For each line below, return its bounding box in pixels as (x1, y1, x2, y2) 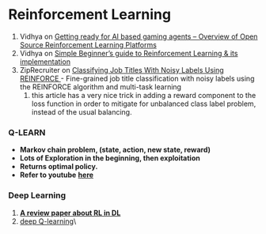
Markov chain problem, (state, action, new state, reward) (19, 145, 211, 155)
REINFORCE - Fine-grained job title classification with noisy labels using (19, 74, 255, 83)
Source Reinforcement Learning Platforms (19, 40, 157, 49)
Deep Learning (8, 190, 66, 201)
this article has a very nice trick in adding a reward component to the (31, 90, 256, 100)
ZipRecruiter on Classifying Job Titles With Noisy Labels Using (19, 65, 224, 74)
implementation (19, 57, 71, 66)
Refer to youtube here (19, 170, 93, 179)
